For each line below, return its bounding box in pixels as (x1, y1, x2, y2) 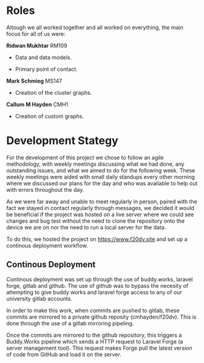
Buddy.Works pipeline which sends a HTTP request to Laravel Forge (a (6, 338, 183, 345)
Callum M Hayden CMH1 (6, 101, 69, 108)
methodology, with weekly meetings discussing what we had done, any (6, 160, 185, 168)
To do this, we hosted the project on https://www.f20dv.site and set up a (6, 235, 188, 243)
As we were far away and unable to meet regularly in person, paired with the (6, 198, 197, 205)
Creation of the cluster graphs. (15, 89, 92, 96)
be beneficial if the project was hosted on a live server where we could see (6, 211, 194, 218)
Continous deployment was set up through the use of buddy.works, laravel (6, 276, 193, 283)
